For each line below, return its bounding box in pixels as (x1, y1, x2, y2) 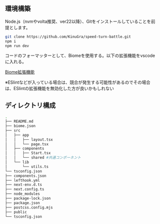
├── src (5, 128, 21, 133)
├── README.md (5, 119, 34, 124)
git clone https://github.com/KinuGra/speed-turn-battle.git (5, 34, 131, 39)
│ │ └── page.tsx (5, 142, 49, 147)
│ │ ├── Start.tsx (5, 150, 51, 156)
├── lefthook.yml (5, 178, 40, 183)
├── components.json (5, 173, 47, 178)
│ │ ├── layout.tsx (5, 137, 53, 142)
